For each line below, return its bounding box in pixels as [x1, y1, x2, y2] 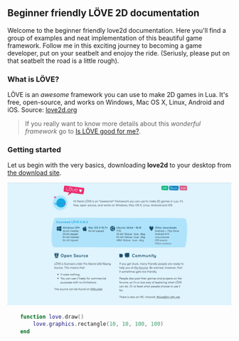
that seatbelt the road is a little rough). [7, 56, 119, 65]
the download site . [7, 168, 62, 177]
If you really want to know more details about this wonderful [24, 119, 201, 128]
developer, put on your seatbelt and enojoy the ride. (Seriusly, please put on [7, 49, 230, 57]
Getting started [7, 145, 62, 155]
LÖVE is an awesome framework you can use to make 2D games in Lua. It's [7, 91, 229, 99]
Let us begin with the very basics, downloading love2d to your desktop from [7, 161, 231, 170]
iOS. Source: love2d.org [7, 106, 78, 114]
